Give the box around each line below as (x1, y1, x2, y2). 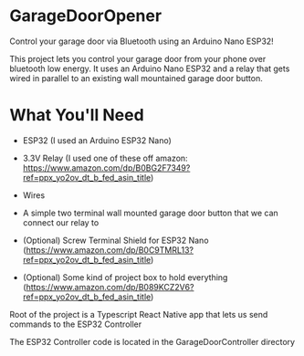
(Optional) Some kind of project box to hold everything (22, 271, 228, 283)
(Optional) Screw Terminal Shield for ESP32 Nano (22, 235, 209, 246)
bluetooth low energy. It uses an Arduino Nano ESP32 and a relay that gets (9, 63, 290, 74)
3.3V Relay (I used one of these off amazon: (22, 152, 189, 163)
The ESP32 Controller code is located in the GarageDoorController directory (9, 336, 295, 347)
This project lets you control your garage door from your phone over (9, 53, 267, 64)
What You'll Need (9, 105, 144, 126)
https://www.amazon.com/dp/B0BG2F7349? (22, 162, 191, 173)
